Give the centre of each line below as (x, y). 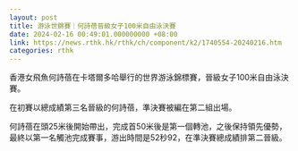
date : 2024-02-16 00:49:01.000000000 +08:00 (94, 34)
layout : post (34, 17)
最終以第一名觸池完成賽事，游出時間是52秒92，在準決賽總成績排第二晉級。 (149, 138)
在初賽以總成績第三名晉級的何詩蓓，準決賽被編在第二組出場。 (123, 107)
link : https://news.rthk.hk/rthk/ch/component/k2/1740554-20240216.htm (145, 42)
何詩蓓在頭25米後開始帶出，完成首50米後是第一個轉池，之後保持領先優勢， (148, 127)
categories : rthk (42, 51)
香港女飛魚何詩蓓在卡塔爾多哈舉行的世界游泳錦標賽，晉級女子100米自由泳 (145, 78)
